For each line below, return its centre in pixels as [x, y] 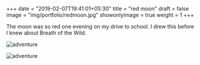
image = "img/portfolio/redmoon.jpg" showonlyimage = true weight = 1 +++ [100, 15]
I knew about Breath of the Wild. [46, 33]
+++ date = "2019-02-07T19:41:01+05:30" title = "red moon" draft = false [98, 9]
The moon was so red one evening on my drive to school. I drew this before [100, 27]
